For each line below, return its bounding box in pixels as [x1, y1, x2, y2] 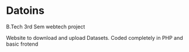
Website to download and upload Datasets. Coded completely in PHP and [6, 34, 183, 41]
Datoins [6, 4, 45, 17]
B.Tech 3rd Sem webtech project [6, 23, 85, 30]
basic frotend [6, 40, 39, 47]
